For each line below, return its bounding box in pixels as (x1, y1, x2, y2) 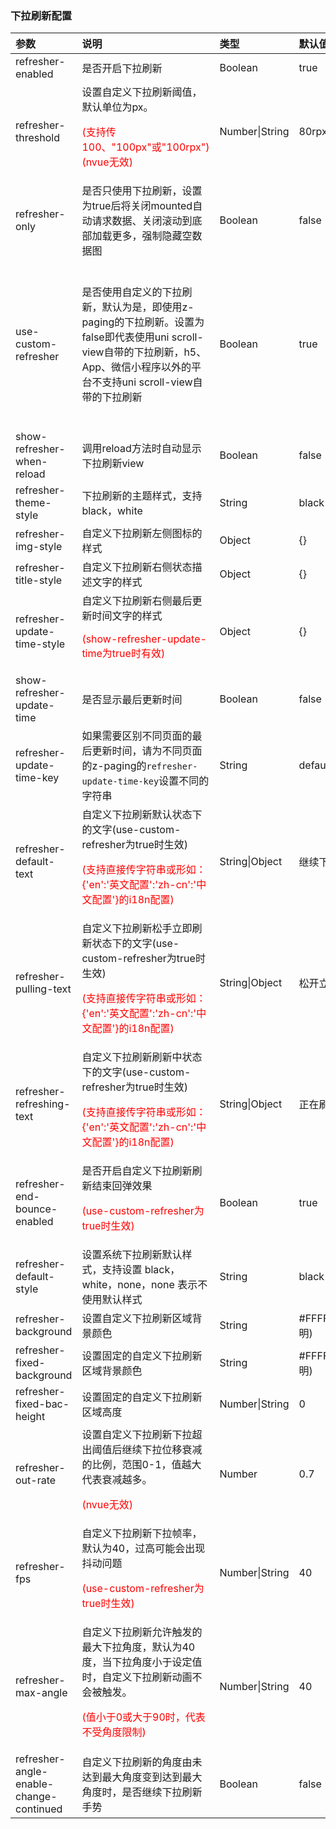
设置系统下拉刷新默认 (81, 1248, 183, 1262)
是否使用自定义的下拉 (81, 285, 183, 299)
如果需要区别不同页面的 (81, 729, 193, 743)
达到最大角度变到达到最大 (81, 1770, 203, 1784)
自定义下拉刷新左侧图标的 (81, 527, 203, 541)
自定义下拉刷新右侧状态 (81, 560, 193, 574)
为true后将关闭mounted (81, 199, 193, 213)
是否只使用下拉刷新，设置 (81, 184, 203, 198)
